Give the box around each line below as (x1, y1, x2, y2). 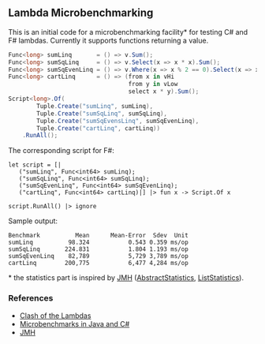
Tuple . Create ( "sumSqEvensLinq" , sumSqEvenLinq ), (36, 117, 200, 125)
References (8, 293, 54, 304)
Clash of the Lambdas (19, 311, 91, 320)
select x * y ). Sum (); (128, 88, 200, 95)
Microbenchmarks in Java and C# (19, 319, 130, 328)
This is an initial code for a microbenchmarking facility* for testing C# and (8, 27, 248, 36)
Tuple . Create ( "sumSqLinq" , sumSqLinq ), (36, 110, 168, 118)
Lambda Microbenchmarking (8, 6, 154, 20)
